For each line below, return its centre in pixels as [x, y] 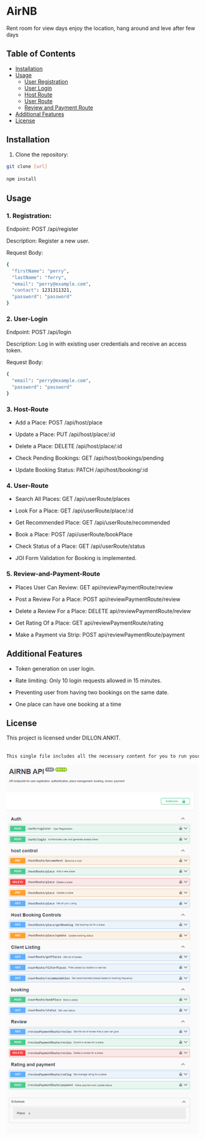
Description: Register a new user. [48, 241]
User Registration [46, 81]
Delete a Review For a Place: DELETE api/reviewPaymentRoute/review [103, 611]
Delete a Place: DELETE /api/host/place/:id [69, 446]
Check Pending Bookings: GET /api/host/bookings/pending [89, 458]
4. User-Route [27, 486]
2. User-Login [27, 319]
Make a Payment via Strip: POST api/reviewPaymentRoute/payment [100, 635]
